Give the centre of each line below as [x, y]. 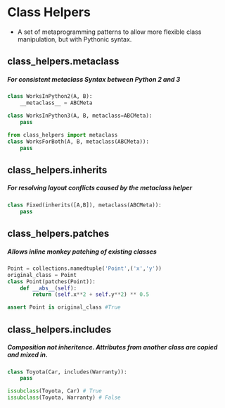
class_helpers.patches [58, 233]
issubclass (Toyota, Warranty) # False [64, 398]
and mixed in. [27, 355]
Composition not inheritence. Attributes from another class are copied [112, 347]
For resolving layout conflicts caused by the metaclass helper [100, 188]
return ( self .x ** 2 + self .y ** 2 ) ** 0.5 [91, 295]
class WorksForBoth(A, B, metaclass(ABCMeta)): [78, 142]
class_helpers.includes [59, 329]
